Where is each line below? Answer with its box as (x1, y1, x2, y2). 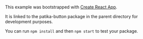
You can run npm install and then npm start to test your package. (5, 28, 138, 34)
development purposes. (5, 19, 53, 24)
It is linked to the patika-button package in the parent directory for (5, 14, 138, 19)
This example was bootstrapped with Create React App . (5, 4, 118, 10)
